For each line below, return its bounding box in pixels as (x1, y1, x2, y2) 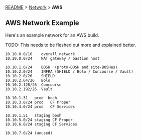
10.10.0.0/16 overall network (5, 51, 75, 57)
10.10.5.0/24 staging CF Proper (5, 117, 73, 122)
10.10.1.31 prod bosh (5, 95, 57, 100)
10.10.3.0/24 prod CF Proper (5, 100, 71, 105)
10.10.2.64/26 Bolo (5, 78, 51, 83)
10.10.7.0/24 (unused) (5, 130, 53, 135)
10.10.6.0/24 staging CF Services (5, 121, 78, 127)
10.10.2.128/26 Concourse (5, 82, 62, 87)
